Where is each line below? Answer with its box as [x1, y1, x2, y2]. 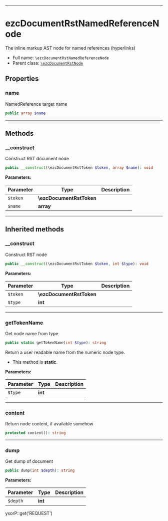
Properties [5, 75, 39, 83]
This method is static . [12, 359, 58, 365]
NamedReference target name [5, 101, 67, 107]
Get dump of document [5, 458, 53, 464]
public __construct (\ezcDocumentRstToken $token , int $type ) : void [5, 261, 149, 266]
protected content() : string [5, 430, 66, 436]
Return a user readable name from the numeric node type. [5, 349, 125, 355]
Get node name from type [5, 330, 58, 336]
